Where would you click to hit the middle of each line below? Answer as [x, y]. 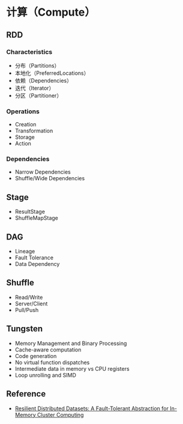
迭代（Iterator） [34, 88]
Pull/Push [27, 310]
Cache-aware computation [48, 349]
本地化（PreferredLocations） [52, 73]
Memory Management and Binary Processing [71, 343]
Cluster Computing [60, 414]
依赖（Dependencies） [43, 80]
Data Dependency [37, 264]
